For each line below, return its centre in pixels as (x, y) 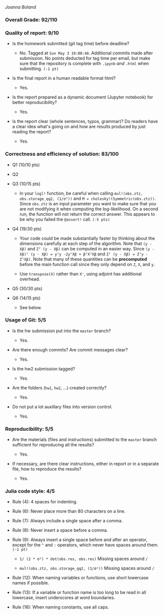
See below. (31, 307)
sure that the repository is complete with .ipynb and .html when (84, 64)
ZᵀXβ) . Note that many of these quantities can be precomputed (83, 259)
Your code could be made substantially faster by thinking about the (87, 238)
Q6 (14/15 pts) (26, 298)
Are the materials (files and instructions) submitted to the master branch (84, 440)
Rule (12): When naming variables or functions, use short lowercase (80, 578)
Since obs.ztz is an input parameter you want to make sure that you (88, 203)
